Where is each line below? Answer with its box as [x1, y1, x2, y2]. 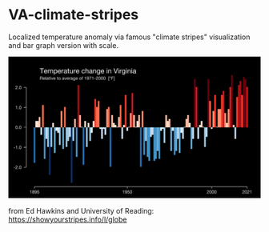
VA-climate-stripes [8, 6, 139, 24]
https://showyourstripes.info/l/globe [8, 214, 127, 224]
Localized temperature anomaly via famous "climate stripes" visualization [8, 32, 251, 42]
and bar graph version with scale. [8, 40, 118, 50]
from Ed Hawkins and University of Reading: [8, 206, 155, 215]
